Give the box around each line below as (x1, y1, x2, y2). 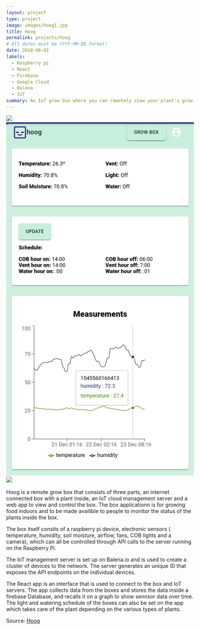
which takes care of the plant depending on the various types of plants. (6, 606, 182, 613)
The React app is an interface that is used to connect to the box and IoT (6, 580, 182, 587)
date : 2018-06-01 (6, 48, 49, 54)
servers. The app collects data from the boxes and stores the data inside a (6, 586, 189, 594)
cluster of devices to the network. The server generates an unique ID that (6, 562, 186, 569)
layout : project (6, 10, 46, 16)
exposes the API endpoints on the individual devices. (6, 569, 136, 576)
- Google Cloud (11, 79, 49, 85)
